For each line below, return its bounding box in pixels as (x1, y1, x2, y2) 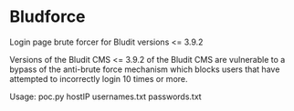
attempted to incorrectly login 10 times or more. (9, 73, 189, 84)
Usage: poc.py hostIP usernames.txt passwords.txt (9, 91, 203, 102)
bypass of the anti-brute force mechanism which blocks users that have (9, 64, 280, 75)
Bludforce (9, 6, 86, 27)
